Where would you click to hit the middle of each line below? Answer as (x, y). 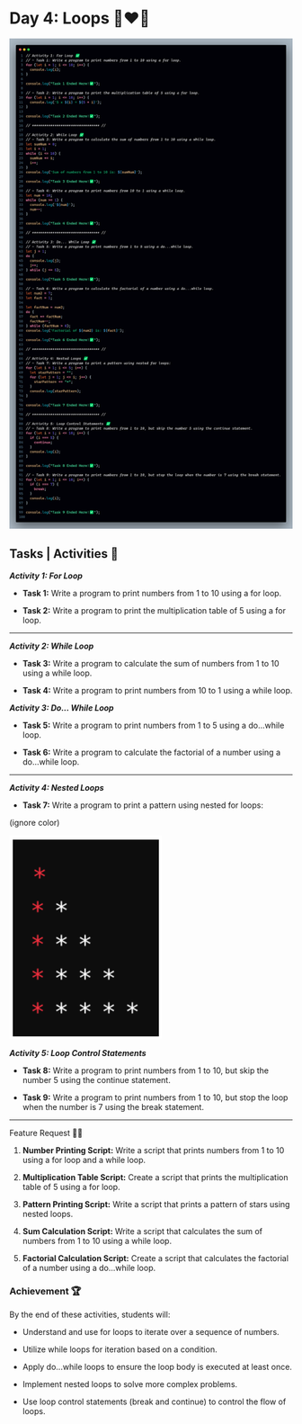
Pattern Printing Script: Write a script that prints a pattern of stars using (156, 1204)
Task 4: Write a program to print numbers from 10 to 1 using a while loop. (157, 690)
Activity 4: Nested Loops (57, 787)
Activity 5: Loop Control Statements (78, 1052)
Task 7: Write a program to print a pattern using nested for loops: (142, 805)
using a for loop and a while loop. (84, 1160)
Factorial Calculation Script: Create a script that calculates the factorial (155, 1258)
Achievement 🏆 (45, 1292)
